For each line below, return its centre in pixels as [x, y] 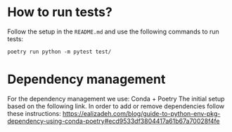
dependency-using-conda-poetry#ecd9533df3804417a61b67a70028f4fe [114, 121]
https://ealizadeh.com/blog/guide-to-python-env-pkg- [141, 113]
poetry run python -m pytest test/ [59, 52]
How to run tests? [60, 12]
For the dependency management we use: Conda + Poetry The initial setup [116, 98]
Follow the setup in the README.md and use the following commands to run [113, 31]
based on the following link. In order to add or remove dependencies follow [116, 106]
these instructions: [34, 113]
